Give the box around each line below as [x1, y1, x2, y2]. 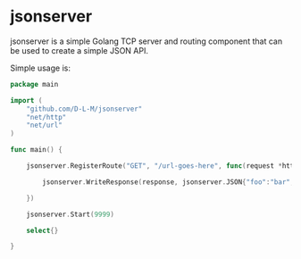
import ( [10, 96, 43, 104]
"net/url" [26, 121, 63, 130]
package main [10, 79, 59, 88]
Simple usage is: [10, 63, 71, 73]
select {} [26, 226, 59, 235]
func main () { [10, 146, 63, 155]
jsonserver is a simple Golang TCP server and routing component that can [10, 36, 283, 46]
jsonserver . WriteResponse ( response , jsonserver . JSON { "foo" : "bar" [42, 177, 291, 187]
